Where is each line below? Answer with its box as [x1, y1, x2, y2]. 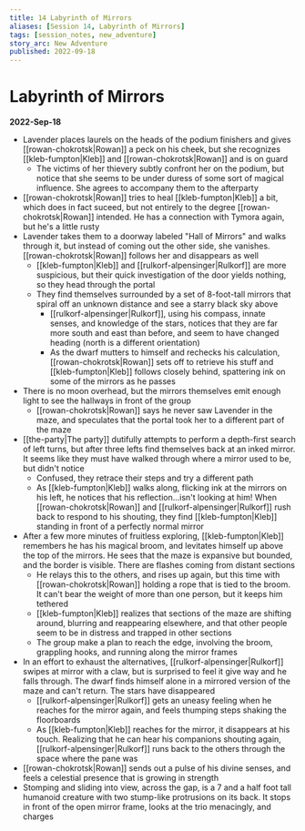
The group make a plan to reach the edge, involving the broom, [36, 637, 273, 648]
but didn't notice [22, 463, 85, 474]
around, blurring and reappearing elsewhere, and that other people [36, 618, 288, 629]
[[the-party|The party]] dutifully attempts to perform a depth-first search [22, 434, 296, 445]
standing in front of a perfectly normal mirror [36, 521, 205, 532]
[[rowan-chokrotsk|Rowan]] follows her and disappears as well [22, 250, 259, 261]
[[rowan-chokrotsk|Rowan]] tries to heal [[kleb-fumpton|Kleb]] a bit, [22, 192, 279, 203]
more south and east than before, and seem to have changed [49, 328, 280, 339]
